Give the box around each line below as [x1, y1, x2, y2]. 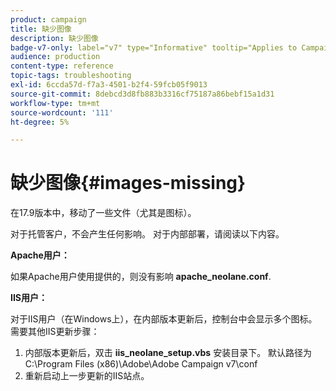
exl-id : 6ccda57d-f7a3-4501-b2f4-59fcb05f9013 [10, 80, 208, 90]
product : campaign [10, 14, 87, 25]
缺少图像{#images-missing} [10, 172, 247, 195]
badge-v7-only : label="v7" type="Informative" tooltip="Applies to [10, 42, 298, 53]
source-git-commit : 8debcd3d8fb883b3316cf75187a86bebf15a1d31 [10, 89, 275, 99]
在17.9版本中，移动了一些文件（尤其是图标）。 [10, 207, 197, 219]
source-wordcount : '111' [10, 107, 114, 118]
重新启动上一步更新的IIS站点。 [24, 370, 150, 382]
